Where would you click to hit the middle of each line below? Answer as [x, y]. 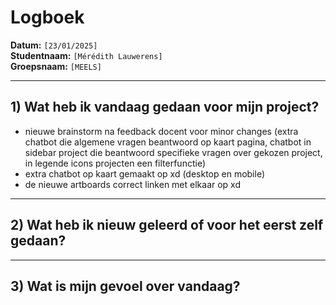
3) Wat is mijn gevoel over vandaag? [125, 286]
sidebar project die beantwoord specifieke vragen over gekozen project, [173, 152]
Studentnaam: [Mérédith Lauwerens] [86, 55]
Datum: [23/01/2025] [54, 45]
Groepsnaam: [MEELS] [56, 66]
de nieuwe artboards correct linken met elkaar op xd [133, 184]
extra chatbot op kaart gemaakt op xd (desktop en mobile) [145, 173]
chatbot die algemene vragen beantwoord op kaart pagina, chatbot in [168, 142]
